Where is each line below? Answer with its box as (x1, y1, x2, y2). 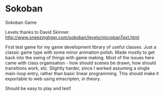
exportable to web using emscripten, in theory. (5, 76, 101, 82)
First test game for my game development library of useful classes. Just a (5, 44, 157, 50)
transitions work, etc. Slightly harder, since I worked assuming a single (5, 65, 150, 71)
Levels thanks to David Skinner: (5, 29, 70, 35)
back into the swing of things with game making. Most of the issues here (5, 54, 155, 60)
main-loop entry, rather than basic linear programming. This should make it (5, 70, 159, 76)
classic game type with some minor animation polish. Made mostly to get (5, 49, 155, 55)
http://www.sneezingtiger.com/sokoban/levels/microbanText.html (5, 34, 140, 40)
